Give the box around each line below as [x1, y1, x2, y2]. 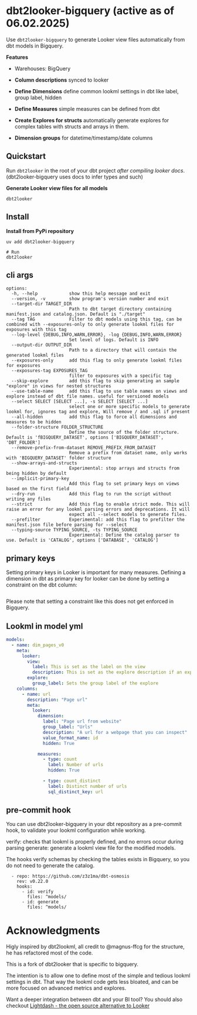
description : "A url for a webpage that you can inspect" [43, 729, 188, 735]
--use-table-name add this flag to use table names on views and [11, 389, 188, 394]
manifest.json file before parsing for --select [6, 522, 127, 528]
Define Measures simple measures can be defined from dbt [14, 105, 160, 112]
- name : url [21, 691, 51, 697]
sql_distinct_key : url [47, 788, 104, 795]
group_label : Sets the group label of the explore [32, 680, 159, 686]
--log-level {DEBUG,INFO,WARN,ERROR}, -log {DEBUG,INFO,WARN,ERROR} [11, 332, 182, 338]
